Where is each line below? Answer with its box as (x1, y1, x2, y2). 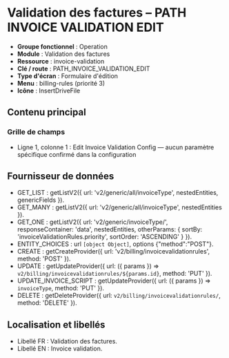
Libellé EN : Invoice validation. (17, 344, 103, 353)
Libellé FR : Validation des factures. (17, 337, 117, 346)
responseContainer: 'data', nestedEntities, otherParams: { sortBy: (17, 225, 203, 234)
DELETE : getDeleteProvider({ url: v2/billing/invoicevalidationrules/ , (17, 292, 221, 300)
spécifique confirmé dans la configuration (17, 150, 137, 158)
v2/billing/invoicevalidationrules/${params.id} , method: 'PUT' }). (17, 270, 212, 278)
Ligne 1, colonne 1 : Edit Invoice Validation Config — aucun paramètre (17, 143, 215, 151)
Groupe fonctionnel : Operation (17, 42, 108, 50)
